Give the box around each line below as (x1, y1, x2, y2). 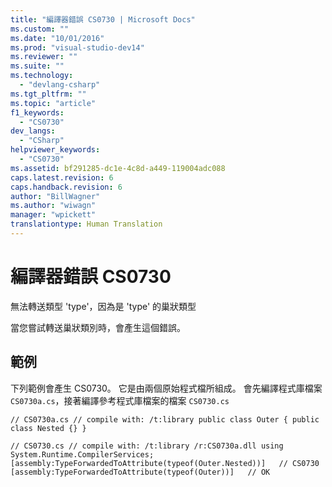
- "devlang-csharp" (19, 80, 101, 90)
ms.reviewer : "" (10, 52, 78, 62)
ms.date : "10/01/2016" (10, 33, 105, 43)
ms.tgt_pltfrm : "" (10, 89, 87, 99)
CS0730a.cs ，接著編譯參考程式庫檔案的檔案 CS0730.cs (10, 394, 230, 406)
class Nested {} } (10, 423, 87, 433)
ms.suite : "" (10, 61, 65, 71)
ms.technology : (10, 71, 74, 81)
